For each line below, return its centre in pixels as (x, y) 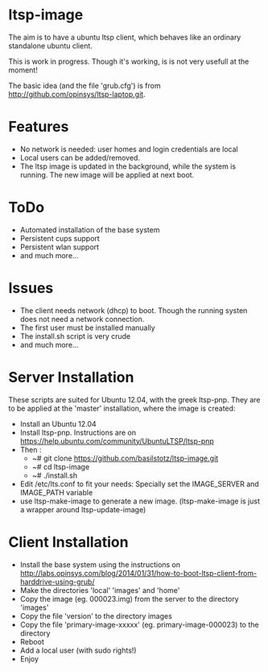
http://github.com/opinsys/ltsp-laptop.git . (77, 94)
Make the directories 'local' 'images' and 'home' (100, 590)
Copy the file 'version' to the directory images (96, 616)
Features (39, 127)
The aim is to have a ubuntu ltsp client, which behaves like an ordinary (125, 37)
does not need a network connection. (82, 319)
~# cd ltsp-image (61, 466)
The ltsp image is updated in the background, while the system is (128, 166)
